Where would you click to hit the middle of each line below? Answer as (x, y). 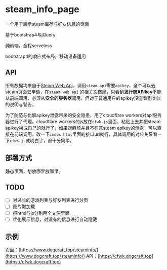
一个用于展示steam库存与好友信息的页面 (47, 24)
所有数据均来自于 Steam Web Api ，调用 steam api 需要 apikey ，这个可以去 (80, 85)
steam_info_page (42, 9)
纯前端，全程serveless (29, 45)
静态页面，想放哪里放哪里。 (34, 171)
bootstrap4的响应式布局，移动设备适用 (46, 56)
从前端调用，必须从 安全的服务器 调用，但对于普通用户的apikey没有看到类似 (83, 98)
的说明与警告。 (21, 104)
